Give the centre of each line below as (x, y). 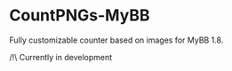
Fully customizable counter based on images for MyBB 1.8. (116, 40)
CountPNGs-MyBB (80, 16)
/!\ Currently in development (61, 57)
